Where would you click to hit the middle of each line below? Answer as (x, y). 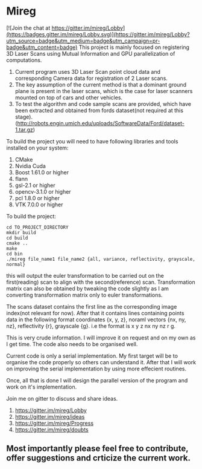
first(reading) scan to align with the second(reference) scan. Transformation (101, 282)
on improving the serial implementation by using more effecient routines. (96, 369)
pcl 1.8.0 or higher (37, 198)
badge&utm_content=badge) (42, 47)
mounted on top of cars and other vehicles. (68, 97)
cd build (17, 238)
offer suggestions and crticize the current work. (99, 458)
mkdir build (21, 232)
